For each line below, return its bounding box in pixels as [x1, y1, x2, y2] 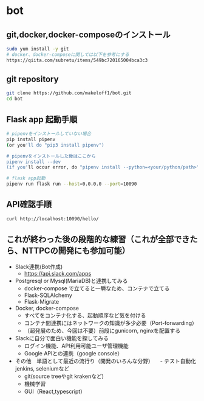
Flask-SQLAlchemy [24, 291, 73, 299]
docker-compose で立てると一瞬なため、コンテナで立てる [24, 284, 170, 292]
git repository [6, 74, 59, 85]
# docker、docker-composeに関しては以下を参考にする [6, 51, 129, 58]
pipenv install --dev [6, 159, 61, 165]
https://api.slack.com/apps [24, 270, 92, 277]
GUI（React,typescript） [24, 388, 86, 395]
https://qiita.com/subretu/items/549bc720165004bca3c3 [6, 57, 148, 63]
